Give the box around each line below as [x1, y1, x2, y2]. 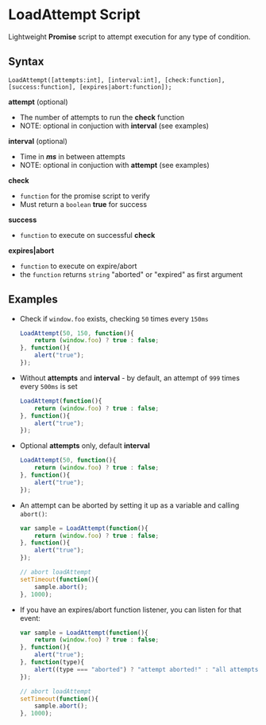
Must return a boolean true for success [19, 199, 148, 209]
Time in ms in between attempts [19, 151, 125, 161]
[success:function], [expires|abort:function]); [8, 83, 172, 91]
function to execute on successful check [19, 230, 156, 240]
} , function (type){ [19, 658, 85, 666]
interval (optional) [8, 136, 67, 146]
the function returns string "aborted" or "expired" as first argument [19, 269, 244, 279]
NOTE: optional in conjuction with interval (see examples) [19, 121, 209, 131]
